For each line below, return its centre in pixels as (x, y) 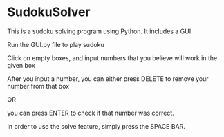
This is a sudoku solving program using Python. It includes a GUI (99, 31)
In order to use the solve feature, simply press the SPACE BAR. (96, 126)
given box (21, 65)
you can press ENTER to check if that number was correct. (91, 113)
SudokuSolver (49, 12)
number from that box (38, 86)
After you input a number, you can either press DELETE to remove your (108, 79)
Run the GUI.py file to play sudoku (56, 44)
